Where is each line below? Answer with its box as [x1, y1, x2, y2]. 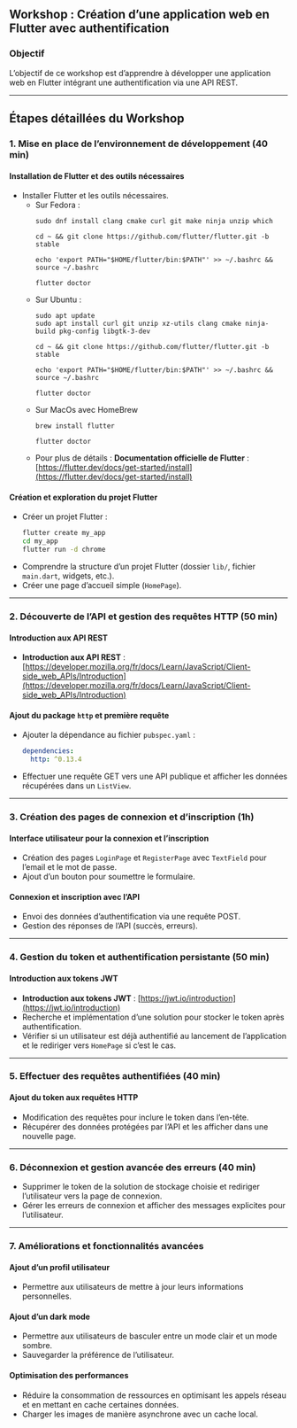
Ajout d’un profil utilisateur [9, 1261, 110, 1272]
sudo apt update [34, 312, 95, 321]
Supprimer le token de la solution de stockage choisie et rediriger [21, 1181, 261, 1191]
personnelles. [21, 1291, 72, 1301]
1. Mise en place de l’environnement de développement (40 [9, 137, 268, 150]
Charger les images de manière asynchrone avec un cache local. [21, 1409, 259, 1419]
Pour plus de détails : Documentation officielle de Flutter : [34, 453, 250, 463]
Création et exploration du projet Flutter [9, 492, 158, 502]
